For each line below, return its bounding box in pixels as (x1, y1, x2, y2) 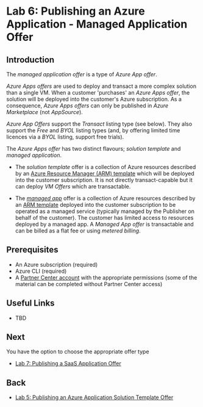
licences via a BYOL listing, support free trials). (6, 133, 124, 140)
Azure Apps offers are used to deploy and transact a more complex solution (6, 82, 197, 90)
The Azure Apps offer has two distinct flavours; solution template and (6, 145, 181, 152)
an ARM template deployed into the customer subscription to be (15, 201, 176, 208)
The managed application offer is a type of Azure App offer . (6, 71, 157, 77)
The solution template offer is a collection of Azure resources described (15, 164, 196, 170)
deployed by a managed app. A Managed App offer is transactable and (15, 221, 194, 228)
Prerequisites (6, 245, 59, 255)
